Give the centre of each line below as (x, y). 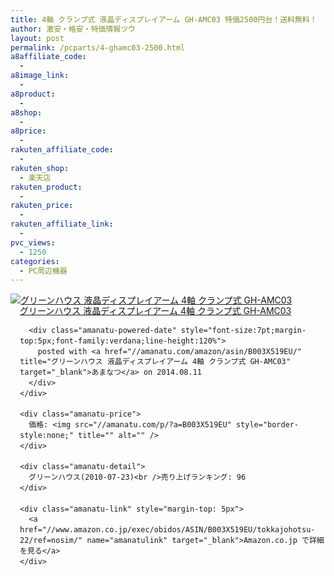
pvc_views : (33, 242)
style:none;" (46, 436)
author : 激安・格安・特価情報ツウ (73, 29)
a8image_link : (40, 76)
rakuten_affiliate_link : (62, 224)
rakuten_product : (46, 187)
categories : (35, 261)
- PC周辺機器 (43, 271)
